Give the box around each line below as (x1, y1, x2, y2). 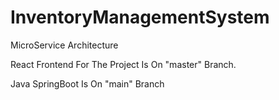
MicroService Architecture (10, 39, 119, 51)
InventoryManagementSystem (10, 6, 270, 29)
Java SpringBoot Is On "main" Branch (10, 77, 165, 90)
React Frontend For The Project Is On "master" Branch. (10, 58, 237, 70)
